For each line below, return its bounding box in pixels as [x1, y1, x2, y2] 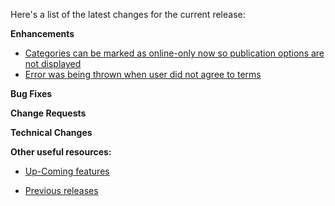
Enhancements [10, 28, 75, 39]
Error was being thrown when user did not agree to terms [24, 69, 262, 80]
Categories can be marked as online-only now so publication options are [24, 47, 325, 59]
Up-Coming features [24, 165, 110, 177]
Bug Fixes [10, 88, 53, 99]
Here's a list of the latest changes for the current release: [10, 9, 246, 20]
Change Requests [10, 107, 87, 119]
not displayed [24, 58, 82, 69]
